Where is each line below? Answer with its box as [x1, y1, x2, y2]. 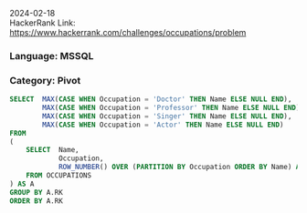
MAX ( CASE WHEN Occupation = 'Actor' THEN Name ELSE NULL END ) [42, 120, 284, 129]
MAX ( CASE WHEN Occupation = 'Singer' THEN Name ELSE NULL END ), [42, 111, 292, 121]
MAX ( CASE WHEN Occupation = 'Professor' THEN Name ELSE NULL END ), [42, 104, 304, 113]
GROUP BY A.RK [9, 188, 64, 197]
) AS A [9, 179, 35, 188]
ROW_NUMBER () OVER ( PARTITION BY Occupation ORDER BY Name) [58, 163, 292, 172]
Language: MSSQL [9, 49, 94, 62]
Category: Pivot [9, 74, 81, 86]
